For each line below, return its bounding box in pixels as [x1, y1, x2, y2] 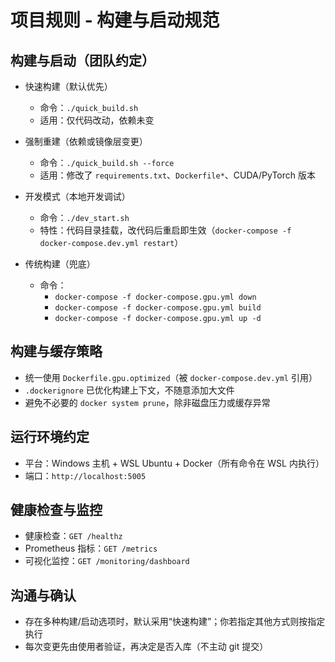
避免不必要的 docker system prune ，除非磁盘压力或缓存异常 [24, 396, 271, 408]
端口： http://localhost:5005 [24, 469, 147, 481]
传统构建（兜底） [24, 258, 96, 270]
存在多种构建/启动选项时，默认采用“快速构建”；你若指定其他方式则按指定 [24, 616, 326, 628]
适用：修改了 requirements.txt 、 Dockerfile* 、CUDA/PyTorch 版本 [39, 169, 317, 181]
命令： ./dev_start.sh [39, 212, 130, 223]
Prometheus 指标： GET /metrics [24, 542, 158, 555]
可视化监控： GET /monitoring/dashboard [24, 555, 190, 567]
